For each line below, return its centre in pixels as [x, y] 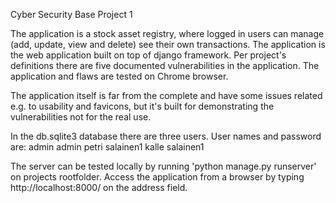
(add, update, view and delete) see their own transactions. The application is [168, 44]
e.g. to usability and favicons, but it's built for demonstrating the [142, 106]
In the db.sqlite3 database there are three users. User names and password [166, 136]
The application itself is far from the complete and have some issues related [166, 95]
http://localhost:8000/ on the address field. [99, 187]
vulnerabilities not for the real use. [81, 117]
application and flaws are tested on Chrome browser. [119, 76]
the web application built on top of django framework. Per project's [148, 55]
